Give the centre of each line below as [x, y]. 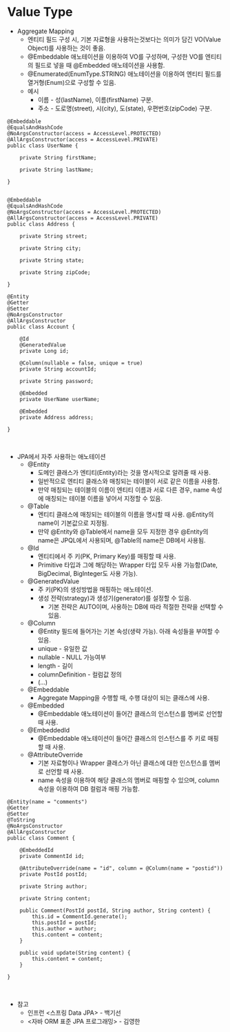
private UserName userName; [60, 399]
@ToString [21, 820]
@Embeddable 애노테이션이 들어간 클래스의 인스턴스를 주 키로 [122, 738]
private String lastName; [57, 170]
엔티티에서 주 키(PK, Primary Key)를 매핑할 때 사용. [107, 556]
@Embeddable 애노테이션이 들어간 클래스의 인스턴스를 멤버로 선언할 [130, 713]
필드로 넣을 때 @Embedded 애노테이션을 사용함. [100, 65]
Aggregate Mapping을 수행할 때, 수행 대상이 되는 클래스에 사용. [124, 697]
